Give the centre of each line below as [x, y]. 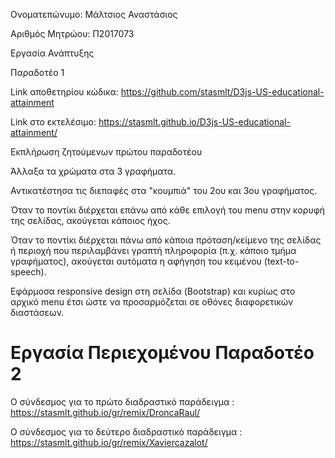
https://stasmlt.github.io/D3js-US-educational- [194, 122]
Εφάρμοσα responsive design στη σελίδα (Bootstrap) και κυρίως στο [153, 291]
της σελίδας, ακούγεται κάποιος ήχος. [90, 220]
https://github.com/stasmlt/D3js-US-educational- [222, 92]
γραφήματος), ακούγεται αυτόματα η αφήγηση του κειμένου [136, 261]
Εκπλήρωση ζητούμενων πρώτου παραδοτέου [106, 152]
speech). [28, 272]
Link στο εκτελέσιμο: [53, 122]
